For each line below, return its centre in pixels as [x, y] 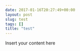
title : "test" [20, 29]
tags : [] [14, 24]
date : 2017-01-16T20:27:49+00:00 [40, 10]
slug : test [17, 19]
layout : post [19, 15]
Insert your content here [30, 43]
